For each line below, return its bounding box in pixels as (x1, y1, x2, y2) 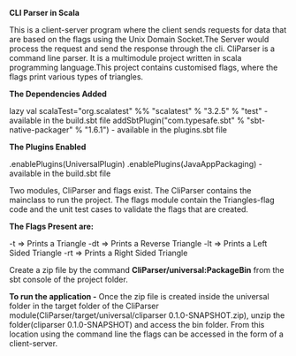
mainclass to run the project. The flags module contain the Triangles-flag (9, 194, 276, 205)
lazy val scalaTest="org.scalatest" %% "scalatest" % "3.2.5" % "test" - (9, 106, 268, 116)
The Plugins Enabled (9, 141, 87, 152)
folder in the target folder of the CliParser (9, 300, 159, 311)
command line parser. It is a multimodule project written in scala (9, 53, 242, 63)
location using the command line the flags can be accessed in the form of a (9, 329, 285, 339)
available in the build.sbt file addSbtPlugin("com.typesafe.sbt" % (9, 115, 245, 125)
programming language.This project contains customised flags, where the (9, 62, 278, 72)
